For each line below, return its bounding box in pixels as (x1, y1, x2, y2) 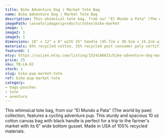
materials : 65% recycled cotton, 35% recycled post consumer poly (5, 44, 144, 49)
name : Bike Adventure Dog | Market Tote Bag (5, 12, 98, 17)
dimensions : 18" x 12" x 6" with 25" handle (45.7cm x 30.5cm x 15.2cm (5, 39, 155, 44)
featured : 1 (5, 48, 29, 53)
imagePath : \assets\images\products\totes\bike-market (5, 21, 120, 26)
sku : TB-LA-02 (5, 62, 34, 67)
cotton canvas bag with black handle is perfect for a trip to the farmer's (5, 118, 150, 124)
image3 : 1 (5, 35, 26, 40)
